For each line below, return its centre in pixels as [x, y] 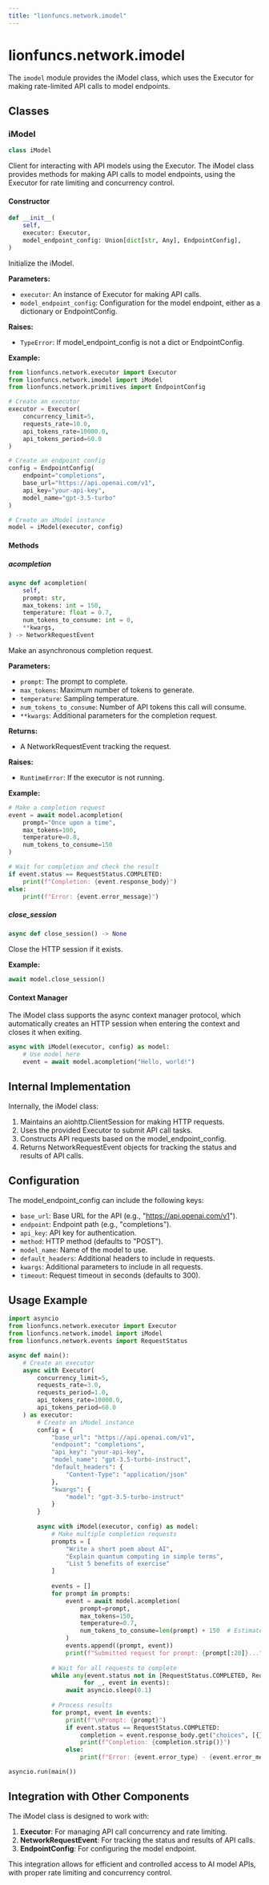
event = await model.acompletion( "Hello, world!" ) [109, 1062]
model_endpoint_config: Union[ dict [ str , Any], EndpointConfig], [132, 240]
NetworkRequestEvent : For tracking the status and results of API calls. [137, 1840]
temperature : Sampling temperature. [79, 698]
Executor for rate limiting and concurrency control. [91, 183]
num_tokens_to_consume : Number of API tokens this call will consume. [133, 707]
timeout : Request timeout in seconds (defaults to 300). [110, 1275]
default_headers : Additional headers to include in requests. [117, 1258]
